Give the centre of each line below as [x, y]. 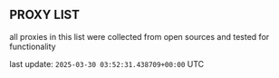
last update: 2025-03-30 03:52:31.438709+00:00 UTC [107, 63]
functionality [33, 46]
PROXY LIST [44, 15]
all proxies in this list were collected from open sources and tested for [139, 36]
